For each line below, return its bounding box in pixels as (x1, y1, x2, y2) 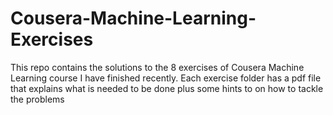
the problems (10, 93, 65, 105)
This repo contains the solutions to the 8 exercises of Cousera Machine (10, 61, 305, 73)
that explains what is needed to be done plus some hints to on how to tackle (10, 82, 324, 94)
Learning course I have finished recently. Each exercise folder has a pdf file (10, 72, 322, 84)
